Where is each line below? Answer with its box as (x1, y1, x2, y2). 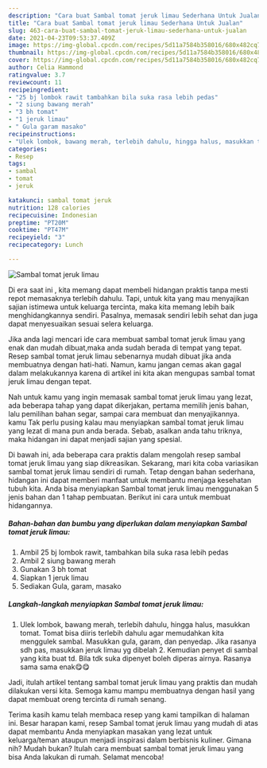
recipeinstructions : (8, 130, 77, 138)
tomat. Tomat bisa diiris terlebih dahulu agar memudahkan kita (19, 628, 224, 637)
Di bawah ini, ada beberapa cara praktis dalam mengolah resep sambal (8, 449, 241, 459)
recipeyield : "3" (8, 233, 66, 241)
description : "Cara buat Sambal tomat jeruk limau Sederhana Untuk (8, 11, 237, 20)
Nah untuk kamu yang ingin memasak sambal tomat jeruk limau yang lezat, (8, 392, 253, 402)
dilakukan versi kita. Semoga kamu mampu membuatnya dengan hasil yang (8, 686, 255, 696)
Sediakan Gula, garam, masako (19, 581, 122, 590)
